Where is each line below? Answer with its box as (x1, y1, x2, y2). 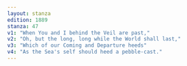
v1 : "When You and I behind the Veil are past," (7, 29, 150, 36)
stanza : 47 (7, 23, 39, 30)
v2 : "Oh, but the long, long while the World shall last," (7, 36, 181, 43)
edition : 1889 (7, 16, 48, 23)
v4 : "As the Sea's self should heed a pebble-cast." (7, 49, 163, 56)
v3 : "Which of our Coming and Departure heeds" (7, 42, 148, 49)
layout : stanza (7, 10, 51, 17)
